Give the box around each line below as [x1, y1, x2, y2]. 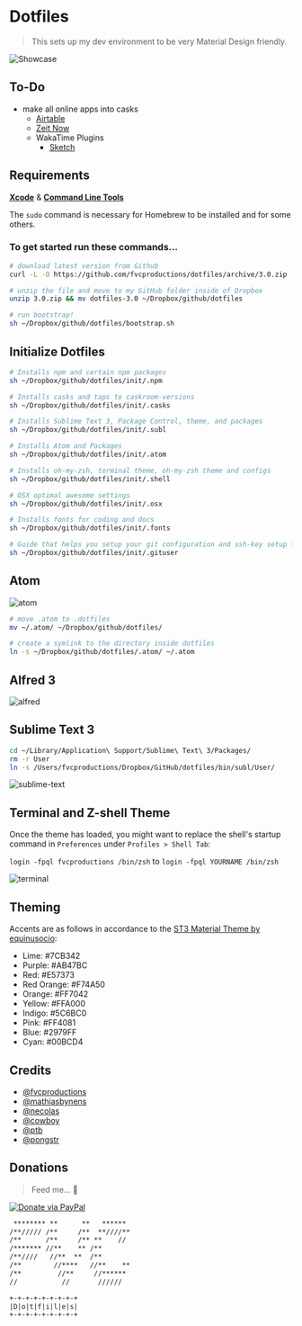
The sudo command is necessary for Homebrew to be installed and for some [9, 209, 292, 220]
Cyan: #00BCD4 [22, 1036, 84, 1047]
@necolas [22, 1105, 60, 1116]
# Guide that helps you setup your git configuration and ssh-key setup [9, 540, 288, 550]
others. [9, 219, 36, 229]
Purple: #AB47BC [22, 960, 88, 971]
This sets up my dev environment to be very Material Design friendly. [31, 36, 288, 47]
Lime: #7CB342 [22, 951, 81, 962]
